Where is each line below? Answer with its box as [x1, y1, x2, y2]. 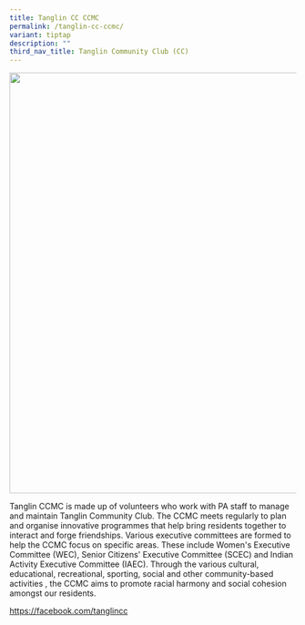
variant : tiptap [9, 30, 71, 39]
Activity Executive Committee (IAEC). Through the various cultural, [9, 559, 259, 570]
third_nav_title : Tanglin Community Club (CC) [9, 47, 189, 56]
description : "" [9, 38, 71, 48]
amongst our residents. [9, 588, 97, 599]
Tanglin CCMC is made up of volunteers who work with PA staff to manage [9, 501, 290, 512]
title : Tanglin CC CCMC [9, 13, 100, 23]
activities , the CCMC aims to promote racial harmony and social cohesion [9, 579, 287, 590]
